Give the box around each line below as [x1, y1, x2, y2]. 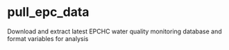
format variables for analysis [7, 34, 89, 42]
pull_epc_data [7, 4, 90, 20]
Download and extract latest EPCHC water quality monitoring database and [7, 27, 222, 35]
